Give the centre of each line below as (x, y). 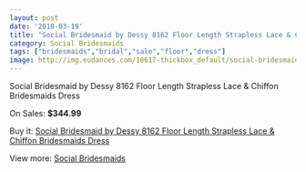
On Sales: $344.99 (46, 113)
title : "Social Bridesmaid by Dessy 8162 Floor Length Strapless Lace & (150, 35)
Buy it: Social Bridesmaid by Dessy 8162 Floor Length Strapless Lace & (142, 131)
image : (22, 60)
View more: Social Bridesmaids (67, 158)
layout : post (34, 18)
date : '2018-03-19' (46, 26)
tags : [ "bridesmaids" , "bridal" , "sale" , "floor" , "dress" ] (117, 52)
